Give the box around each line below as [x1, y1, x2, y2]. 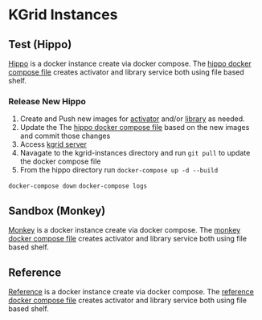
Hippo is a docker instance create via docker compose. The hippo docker [8, 59, 252, 68]
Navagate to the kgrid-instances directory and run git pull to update [19, 148, 251, 158]
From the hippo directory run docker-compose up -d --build [19, 165, 219, 175]
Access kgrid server [19, 140, 87, 149]
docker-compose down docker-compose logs [8, 182, 147, 190]
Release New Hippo [8, 95, 86, 107]
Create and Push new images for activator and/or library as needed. [19, 114, 245, 124]
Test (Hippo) [8, 38, 72, 51]
